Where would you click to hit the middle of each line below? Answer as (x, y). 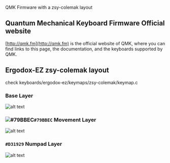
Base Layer (19, 95)
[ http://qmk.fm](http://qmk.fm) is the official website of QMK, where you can (85, 43)
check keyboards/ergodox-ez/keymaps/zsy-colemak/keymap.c (72, 82)
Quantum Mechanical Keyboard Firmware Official (85, 23)
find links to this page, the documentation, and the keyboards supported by (84, 49)
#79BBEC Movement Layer (65, 120)
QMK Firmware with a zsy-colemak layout (49, 7)
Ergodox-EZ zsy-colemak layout (57, 70)
